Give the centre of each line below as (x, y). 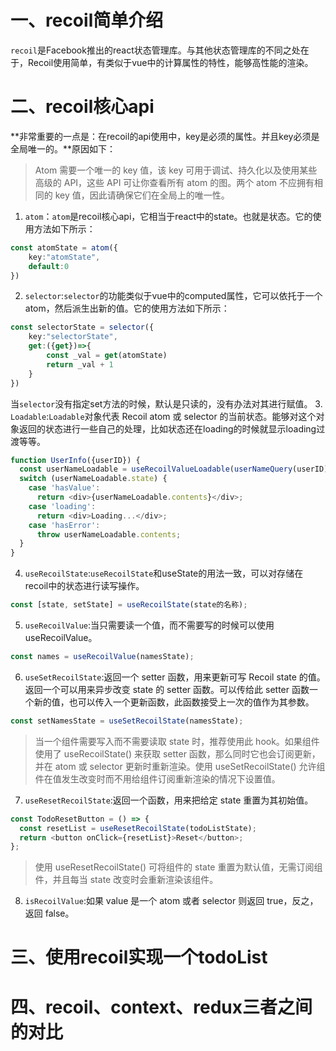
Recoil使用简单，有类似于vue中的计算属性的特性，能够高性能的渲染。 (170, 62)
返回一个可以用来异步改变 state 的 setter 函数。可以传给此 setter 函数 (167, 689)
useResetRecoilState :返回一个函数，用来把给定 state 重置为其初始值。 (169, 800)
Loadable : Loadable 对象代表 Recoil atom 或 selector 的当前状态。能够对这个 (163, 416)
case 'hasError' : (64, 525)
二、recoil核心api (82, 107)
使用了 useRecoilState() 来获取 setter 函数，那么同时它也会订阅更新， (177, 753)
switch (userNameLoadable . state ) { (93, 479)
